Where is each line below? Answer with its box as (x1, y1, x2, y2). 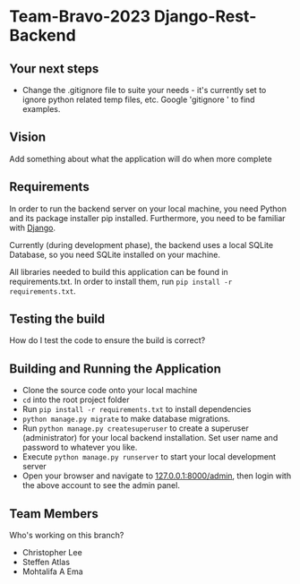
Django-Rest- (153, 6, 257, 27)
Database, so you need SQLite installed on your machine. (9, 249, 221, 260)
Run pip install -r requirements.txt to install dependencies (21, 404, 252, 415)
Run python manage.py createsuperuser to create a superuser (21, 423, 249, 434)
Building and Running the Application (9, 361, 222, 376)
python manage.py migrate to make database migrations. (21, 414, 231, 425)
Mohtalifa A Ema (21, 566, 83, 577)
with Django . (9, 222, 56, 233)
